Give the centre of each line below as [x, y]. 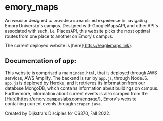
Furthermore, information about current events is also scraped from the [77, 93]
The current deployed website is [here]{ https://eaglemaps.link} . [69, 45]
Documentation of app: [41, 61]
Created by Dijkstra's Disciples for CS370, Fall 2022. [58, 113]
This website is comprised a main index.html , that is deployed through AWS [81, 73]
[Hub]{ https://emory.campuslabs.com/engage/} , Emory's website [71, 99]
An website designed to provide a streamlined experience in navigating [76, 20]
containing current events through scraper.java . [54, 103]
